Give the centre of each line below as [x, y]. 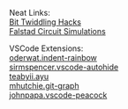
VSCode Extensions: [46, 48]
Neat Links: [30, 13]
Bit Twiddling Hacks [45, 22]
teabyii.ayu [29, 76]
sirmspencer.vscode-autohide [64, 67]
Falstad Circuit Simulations [57, 31]
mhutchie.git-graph [44, 86]
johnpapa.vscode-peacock [58, 95]
